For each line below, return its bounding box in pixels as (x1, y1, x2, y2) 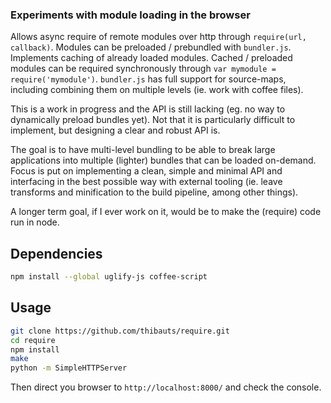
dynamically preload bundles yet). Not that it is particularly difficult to (10, 114, 296, 126)
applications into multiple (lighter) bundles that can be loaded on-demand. (10, 154, 317, 167)
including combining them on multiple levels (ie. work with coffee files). (10, 84, 304, 96)
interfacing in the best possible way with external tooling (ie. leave (10, 176, 283, 188)
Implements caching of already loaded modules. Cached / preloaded (10, 52, 293, 64)
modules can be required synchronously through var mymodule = (10, 63, 277, 75)
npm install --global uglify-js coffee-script (10, 272, 208, 282)
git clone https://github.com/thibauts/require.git (10, 326, 230, 336)
